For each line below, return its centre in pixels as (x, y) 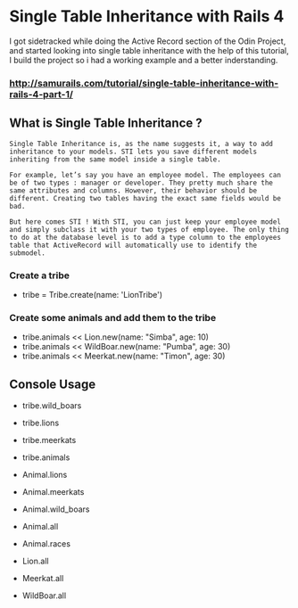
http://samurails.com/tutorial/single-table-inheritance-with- (144, 83)
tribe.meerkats (49, 440)
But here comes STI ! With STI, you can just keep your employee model (145, 222)
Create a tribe (39, 275)
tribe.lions (41, 423)
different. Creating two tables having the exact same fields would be (145, 198)
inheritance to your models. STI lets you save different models (133, 152)
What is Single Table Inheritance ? (106, 123)
